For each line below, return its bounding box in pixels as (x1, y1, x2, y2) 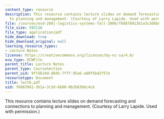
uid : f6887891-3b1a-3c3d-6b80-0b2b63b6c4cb (5, 84, 95, 90)
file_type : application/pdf (5, 30, 62, 35)
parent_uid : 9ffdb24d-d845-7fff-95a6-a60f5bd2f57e (5, 71, 110, 76)
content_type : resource (5, 7, 54, 12)
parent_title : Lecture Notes (5, 62, 64, 67)
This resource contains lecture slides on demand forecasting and (5, 98, 136, 104)
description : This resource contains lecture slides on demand (5, 12, 137, 17)
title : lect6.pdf (5, 80, 41, 85)
